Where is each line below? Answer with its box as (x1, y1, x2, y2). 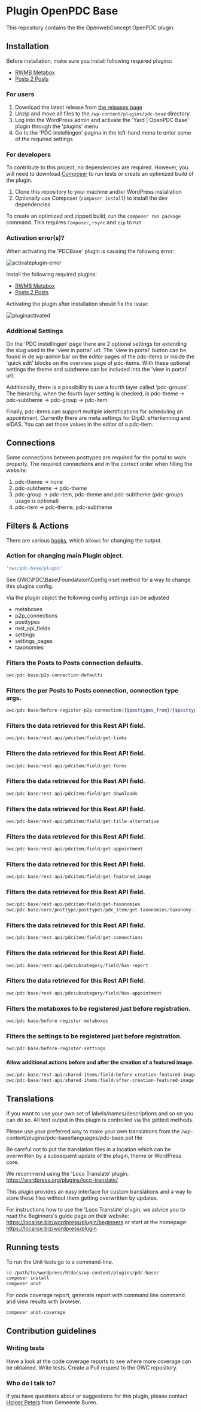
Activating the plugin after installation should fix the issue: (6, 300, 149, 307)
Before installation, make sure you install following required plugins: (6, 57, 173, 64)
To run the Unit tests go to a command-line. (6, 1258, 114, 1265)
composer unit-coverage (6, 1310, 66, 1316)
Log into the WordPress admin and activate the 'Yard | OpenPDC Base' (14, 117, 190, 124)
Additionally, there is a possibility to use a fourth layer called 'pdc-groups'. (6, 383, 190, 391)
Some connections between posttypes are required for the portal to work (6, 453, 187, 461)
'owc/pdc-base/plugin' (6, 565, 63, 571)
